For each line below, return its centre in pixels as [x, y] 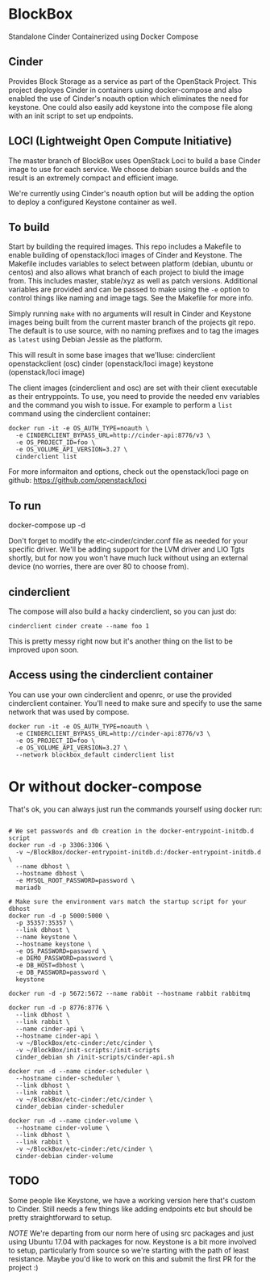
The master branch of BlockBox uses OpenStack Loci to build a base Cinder [135, 160]
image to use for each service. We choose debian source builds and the [128, 169]
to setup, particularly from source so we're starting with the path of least [129, 1250]
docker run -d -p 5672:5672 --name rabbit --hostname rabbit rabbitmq [129, 993]
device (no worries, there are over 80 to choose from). [99, 567]
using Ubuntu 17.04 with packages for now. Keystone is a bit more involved [132, 1241]
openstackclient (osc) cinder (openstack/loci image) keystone [111, 363]
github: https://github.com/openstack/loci [77, 481]
